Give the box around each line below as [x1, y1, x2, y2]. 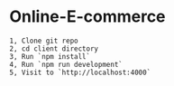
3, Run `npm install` [9, 52, 91, 61]
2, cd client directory [9, 43, 99, 53]
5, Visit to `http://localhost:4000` [9, 68, 151, 77]
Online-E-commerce [9, 6, 166, 27]
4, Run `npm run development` [9, 60, 124, 69]
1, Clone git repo [9, 36, 78, 45]
